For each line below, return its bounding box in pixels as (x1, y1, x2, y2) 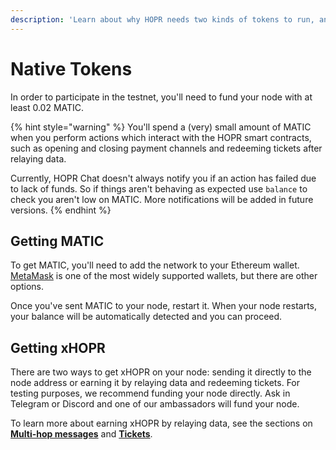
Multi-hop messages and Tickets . (10, 428, 153, 440)
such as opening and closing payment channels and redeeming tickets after (10, 142, 323, 154)
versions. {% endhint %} (10, 204, 112, 216)
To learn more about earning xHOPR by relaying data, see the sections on (10, 417, 313, 430)
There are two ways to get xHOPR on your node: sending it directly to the (10, 366, 312, 378)
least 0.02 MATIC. (10, 101, 85, 113)
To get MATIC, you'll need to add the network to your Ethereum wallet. (10, 259, 300, 271)
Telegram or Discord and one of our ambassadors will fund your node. (10, 398, 300, 410)
